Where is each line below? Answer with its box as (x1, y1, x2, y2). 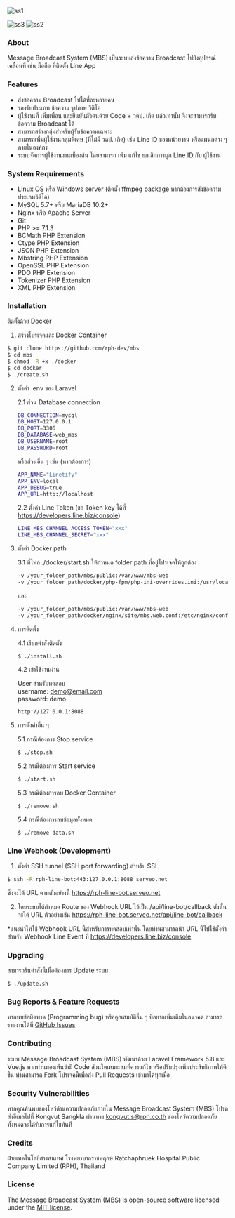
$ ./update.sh (7, 980, 49, 988)
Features (7, 79, 39, 89)
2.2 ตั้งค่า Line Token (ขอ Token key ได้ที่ (17, 503, 126, 512)
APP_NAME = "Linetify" (17, 471, 78, 478)
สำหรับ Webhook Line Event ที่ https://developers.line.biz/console (7, 932, 192, 941)
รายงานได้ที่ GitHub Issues (7, 1021, 76, 1029)
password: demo (17, 695, 67, 703)
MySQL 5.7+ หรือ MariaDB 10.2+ (17, 200, 109, 208)
